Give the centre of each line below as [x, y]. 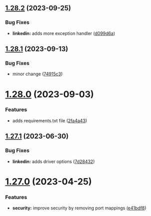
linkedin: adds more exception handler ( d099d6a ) [64, 33]
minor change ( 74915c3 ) [38, 74]
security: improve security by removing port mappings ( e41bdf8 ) [79, 208]
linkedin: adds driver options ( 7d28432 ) [54, 161]
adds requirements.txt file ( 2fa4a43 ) [50, 120]
